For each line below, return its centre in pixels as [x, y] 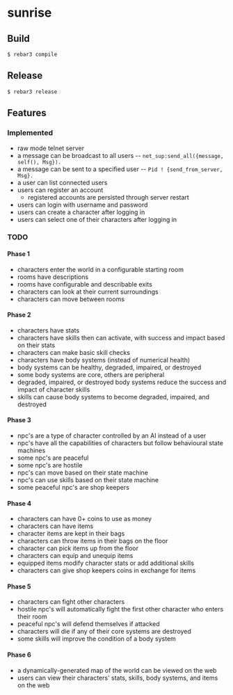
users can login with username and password [82, 205]
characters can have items [55, 526]
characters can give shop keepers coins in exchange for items [106, 570]
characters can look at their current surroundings [88, 291]
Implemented [30, 133]
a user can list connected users [62, 182]
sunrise [30, 13]
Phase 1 [18, 254]
